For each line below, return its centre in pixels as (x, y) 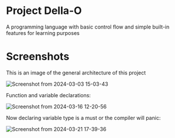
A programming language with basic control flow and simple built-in (88, 27)
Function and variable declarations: (49, 95)
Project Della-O (44, 11)
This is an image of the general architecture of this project (76, 72)
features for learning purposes (43, 33)
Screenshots (38, 57)
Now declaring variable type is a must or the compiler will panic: (83, 118)
